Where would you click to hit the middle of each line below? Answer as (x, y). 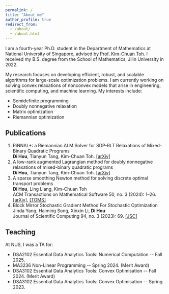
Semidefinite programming (40, 101)
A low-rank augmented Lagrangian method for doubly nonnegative (83, 162)
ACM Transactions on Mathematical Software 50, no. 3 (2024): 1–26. (84, 194)
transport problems (33, 183)
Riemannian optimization (38, 117)
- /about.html (25, 34)
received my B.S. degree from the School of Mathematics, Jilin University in (84, 59)
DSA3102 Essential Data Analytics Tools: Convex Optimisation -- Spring (88, 281)
